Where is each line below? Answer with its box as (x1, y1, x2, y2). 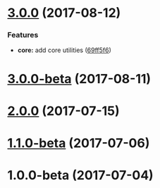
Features (7, 30, 39, 40)
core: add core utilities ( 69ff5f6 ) (17, 46, 111, 54)
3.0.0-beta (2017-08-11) (7, 70, 152, 87)
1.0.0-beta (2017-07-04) (7, 168, 154, 184)
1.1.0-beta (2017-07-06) (7, 135, 150, 151)
